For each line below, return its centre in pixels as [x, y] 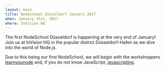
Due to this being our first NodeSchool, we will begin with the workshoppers [83, 57]
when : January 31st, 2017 [32, 19]
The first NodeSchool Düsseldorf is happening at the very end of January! [81, 37]
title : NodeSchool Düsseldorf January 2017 [51, 14]
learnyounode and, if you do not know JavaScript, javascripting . [70, 62]
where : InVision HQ [25, 23]
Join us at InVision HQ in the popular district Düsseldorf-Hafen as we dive [80, 43]
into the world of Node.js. [31, 47]
